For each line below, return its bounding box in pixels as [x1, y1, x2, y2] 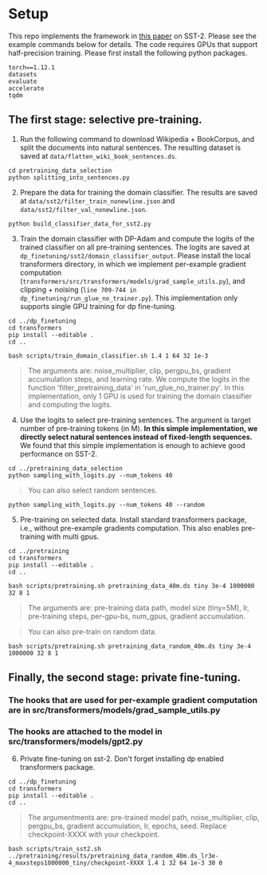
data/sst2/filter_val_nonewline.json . [19, 204, 147, 214]
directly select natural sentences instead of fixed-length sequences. [19, 432, 253, 441]
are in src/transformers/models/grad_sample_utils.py [8, 704, 221, 716]
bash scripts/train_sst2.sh [8, 846, 102, 853]
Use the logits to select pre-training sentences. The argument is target [19, 415, 251, 425]
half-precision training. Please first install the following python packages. [8, 48, 248, 57]
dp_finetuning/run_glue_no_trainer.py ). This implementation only [19, 292, 238, 303]
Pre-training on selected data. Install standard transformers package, [19, 515, 247, 524]
